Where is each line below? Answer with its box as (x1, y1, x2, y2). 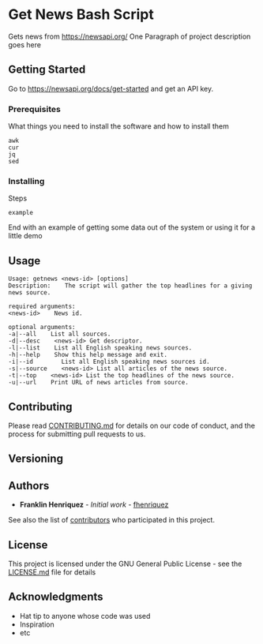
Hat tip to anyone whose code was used (19, 611, 151, 620)
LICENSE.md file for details (8, 567, 96, 577)
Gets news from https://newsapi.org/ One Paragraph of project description (8, 32, 251, 41)
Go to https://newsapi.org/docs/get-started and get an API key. (8, 84, 214, 93)
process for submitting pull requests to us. (8, 429, 146, 439)
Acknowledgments (8, 590, 104, 604)
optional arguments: (8, 324, 77, 331)
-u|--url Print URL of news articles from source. (8, 379, 190, 387)
